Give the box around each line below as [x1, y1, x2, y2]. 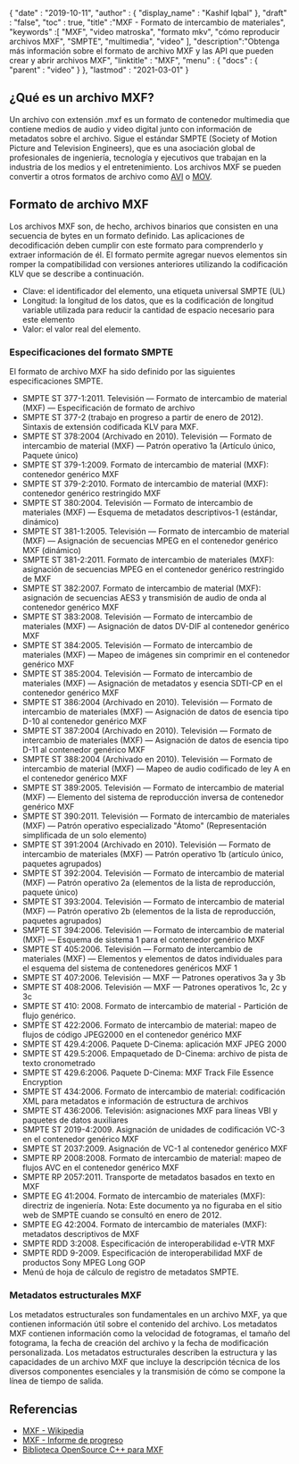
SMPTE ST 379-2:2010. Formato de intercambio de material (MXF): [21, 478, 269, 489]
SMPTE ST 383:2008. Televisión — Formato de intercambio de [21, 611, 253, 622]
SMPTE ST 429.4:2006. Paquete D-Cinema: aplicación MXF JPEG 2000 [21, 1039, 287, 1049]
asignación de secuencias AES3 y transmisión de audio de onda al [21, 592, 267, 602]
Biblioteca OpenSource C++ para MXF [21, 1444, 163, 1455]
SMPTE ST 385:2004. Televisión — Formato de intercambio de [21, 668, 253, 678]
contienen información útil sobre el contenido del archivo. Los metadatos [9, 1318, 278, 1330]
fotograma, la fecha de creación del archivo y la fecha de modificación [9, 1338, 270, 1349]
